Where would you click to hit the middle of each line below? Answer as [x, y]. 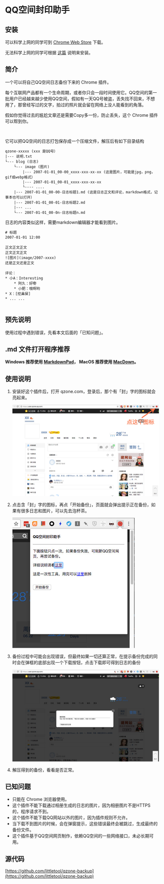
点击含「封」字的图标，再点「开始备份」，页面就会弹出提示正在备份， [82, 505]
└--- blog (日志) [22, 162]
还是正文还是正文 [20, 263]
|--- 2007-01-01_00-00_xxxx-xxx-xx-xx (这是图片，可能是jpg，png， [89, 172]
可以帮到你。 [18, 121]
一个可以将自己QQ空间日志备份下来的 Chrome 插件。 [58, 82]
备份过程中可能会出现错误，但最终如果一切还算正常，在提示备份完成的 [83, 656]
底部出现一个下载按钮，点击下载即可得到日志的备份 [89, 663]
